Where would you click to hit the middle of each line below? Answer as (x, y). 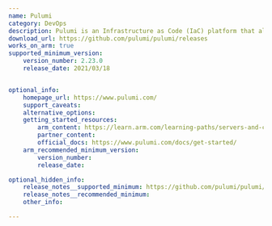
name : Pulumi (30, 16)
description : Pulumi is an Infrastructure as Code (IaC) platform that (132, 31)
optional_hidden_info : (47, 180)
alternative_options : (59, 113)
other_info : (43, 203)
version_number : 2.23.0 (63, 61)
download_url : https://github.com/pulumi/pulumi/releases (108, 38)
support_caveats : (52, 105)
